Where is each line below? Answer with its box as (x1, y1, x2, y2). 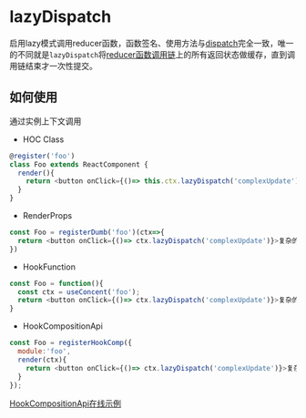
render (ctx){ (17, 355, 67, 364)
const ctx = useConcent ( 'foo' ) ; (17, 287, 141, 297)
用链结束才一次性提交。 (9, 60, 97, 71)
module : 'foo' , (17, 347, 71, 356)
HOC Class (22, 134, 65, 145)
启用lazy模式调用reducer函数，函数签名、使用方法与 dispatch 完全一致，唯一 (9, 37, 294, 48)
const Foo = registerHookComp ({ (9, 339, 132, 348)
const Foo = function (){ (9, 279, 104, 288)
